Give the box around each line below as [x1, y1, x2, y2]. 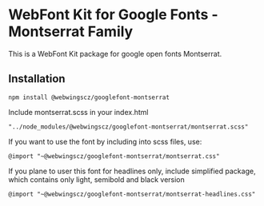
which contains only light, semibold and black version [8, 174, 186, 184]
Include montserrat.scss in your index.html [8, 107, 149, 117]
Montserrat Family [8, 22, 134, 41]
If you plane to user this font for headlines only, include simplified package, [8, 166, 256, 176]
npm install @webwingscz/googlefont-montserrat [8, 93, 170, 101]
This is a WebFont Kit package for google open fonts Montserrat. [8, 49, 222, 58]
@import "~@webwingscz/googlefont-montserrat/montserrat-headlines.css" [8, 190, 256, 198]
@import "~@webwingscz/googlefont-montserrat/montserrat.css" [8, 152, 220, 160]
